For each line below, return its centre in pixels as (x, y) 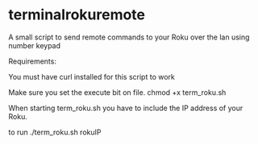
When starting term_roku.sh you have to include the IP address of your (126, 108)
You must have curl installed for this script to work (92, 76)
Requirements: (32, 61)
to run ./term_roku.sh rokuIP (55, 132)
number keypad (35, 45)
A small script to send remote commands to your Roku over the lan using (129, 37)
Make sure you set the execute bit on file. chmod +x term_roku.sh (117, 92)
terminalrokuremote (77, 15)
